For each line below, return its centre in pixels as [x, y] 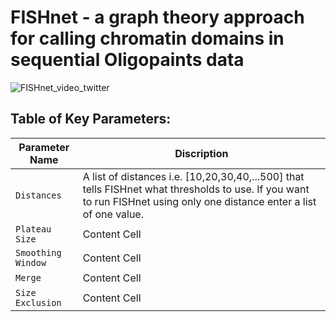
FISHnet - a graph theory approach [157, 17]
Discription [201, 153]
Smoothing [38, 252]
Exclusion [38, 302]
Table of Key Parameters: [91, 119]
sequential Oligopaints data [127, 60]
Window [31, 262]
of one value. [113, 214]
